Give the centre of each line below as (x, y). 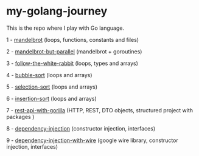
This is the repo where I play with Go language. (65, 28)
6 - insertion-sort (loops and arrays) (52, 98)
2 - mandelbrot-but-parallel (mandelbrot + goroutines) (74, 51)
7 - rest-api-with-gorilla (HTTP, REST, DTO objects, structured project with (100, 110)
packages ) (20, 117)
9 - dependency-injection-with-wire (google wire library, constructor (92, 140)
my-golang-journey (57, 11)
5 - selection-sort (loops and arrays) (52, 87)
